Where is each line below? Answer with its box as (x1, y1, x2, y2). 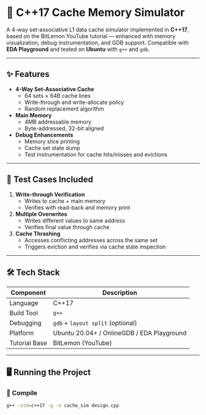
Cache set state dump (24, 144, 81, 151)
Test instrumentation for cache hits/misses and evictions (24, 151, 167, 158)
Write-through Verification (15, 191, 85, 198)
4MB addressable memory (24, 118, 92, 125)
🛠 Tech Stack (6, 267, 60, 277)
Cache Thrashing (15, 230, 61, 237)
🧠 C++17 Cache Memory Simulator (6, 6, 185, 20)
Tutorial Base (9, 339, 47, 347)
